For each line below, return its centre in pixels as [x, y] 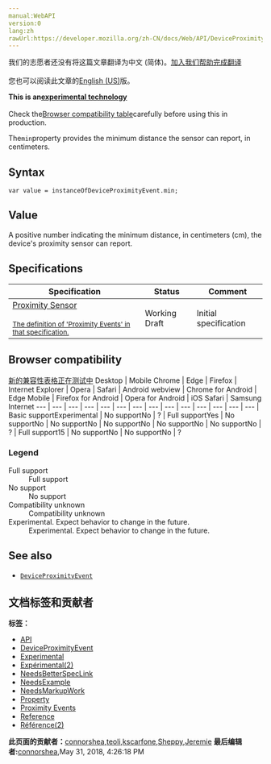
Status [167, 291]
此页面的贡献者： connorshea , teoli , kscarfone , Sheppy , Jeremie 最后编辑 [125, 741]
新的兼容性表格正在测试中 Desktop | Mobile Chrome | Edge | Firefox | [123, 380]
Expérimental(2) [47, 665]
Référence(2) [42, 725]
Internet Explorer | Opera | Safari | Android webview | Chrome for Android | [133, 389]
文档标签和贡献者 [51, 602]
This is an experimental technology [68, 97]
